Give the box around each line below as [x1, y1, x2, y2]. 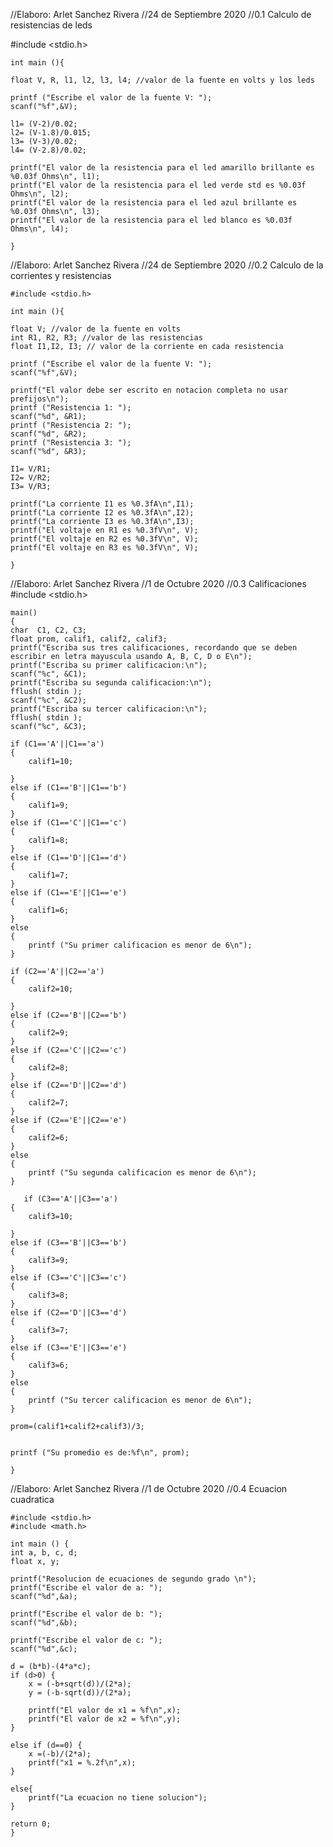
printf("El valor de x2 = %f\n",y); [28, 1714, 182, 1724]
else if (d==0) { [10, 1740, 83, 1750]
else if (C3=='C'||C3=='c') [10, 1273, 128, 1283]
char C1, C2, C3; [10, 625, 87, 635]
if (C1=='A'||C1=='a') [10, 739, 105, 749]
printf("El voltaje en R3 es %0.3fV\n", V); [10, 543, 199, 553]
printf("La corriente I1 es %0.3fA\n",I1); [10, 499, 195, 509]
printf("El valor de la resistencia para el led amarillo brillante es [10, 163, 315, 173]
